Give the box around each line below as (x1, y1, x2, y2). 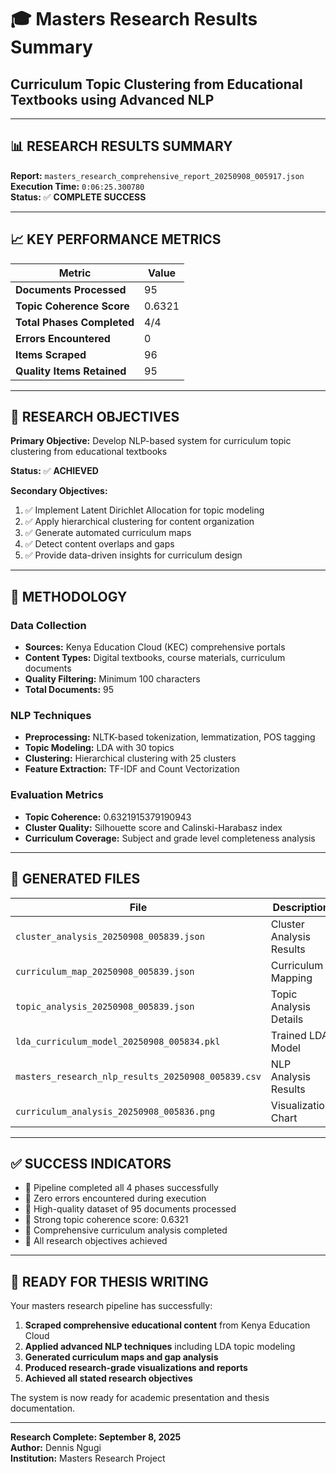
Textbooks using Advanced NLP (10, 91, 215, 108)
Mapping (270, 971, 313, 985)
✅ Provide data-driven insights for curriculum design (24, 549, 243, 561)
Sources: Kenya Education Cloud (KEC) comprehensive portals (24, 641, 286, 653)
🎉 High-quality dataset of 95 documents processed (24, 1203, 237, 1215)
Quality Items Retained (15, 364, 127, 378)
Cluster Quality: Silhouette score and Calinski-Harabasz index (24, 821, 283, 833)
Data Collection (10, 618, 87, 632)
